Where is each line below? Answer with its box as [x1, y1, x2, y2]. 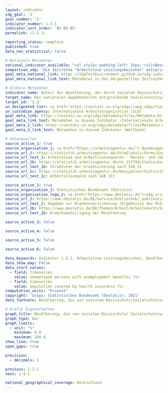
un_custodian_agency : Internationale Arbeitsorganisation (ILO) [5, 108, 142, 114]
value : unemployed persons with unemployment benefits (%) [14, 274, 140, 279]
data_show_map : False [5, 260, 50, 265]
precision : [5, 353, 28, 358]
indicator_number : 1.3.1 [5, 21, 57, 26]
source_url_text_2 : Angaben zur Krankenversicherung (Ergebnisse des [5, 201, 153, 206]
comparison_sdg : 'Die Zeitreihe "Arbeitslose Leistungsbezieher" [5, 67, 144, 72]
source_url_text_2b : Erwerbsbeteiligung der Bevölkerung [5, 210, 126, 215]
